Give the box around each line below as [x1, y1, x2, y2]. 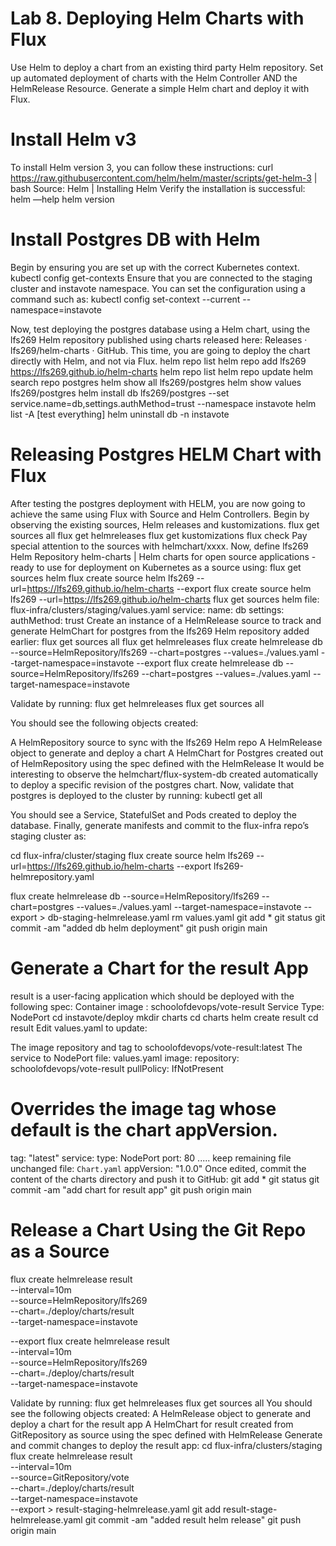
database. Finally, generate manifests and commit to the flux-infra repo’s [10, 819, 310, 831]
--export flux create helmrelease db [136, 657, 284, 669]
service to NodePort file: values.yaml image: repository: [10, 1052, 240, 1064]
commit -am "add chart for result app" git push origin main [10, 1183, 252, 1196]
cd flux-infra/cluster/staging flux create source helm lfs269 [10, 849, 255, 861]
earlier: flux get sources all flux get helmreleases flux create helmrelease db [10, 635, 323, 647]
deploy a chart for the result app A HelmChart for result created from [10, 1418, 294, 1430]
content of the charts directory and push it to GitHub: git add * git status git [10, 1173, 320, 1185]
